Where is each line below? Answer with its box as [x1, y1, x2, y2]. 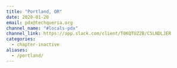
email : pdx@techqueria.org [6, 20, 73, 25]
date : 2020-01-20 [6, 14, 49, 20]
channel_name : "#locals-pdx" [6, 25, 78, 31]
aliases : [6, 47, 28, 53]
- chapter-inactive [11, 42, 60, 48]
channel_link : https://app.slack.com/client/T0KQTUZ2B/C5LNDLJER [6, 31, 171, 37]
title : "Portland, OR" [6, 8, 62, 15]
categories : [6, 36, 36, 42]
